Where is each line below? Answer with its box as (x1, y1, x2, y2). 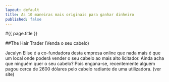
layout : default (5, 7, 39, 13)
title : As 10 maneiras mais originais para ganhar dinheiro (5, 12, 135, 17)
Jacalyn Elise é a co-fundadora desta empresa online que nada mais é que (5, 50, 161, 56)
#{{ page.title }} (5, 31, 38, 37)
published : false (5, 17, 42, 22)
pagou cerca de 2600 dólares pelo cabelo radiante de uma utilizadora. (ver (5, 66, 161, 72)
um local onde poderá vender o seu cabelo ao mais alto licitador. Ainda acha (5, 55, 164, 61)
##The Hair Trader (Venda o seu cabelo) (5, 40, 89, 46)
